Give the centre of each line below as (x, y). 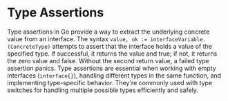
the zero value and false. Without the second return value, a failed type (108, 60)
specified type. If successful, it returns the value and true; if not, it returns (112, 54)
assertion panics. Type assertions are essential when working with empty (112, 68)
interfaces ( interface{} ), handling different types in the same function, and (114, 75)
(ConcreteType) (29, 47)
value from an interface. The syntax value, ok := (77, 38)
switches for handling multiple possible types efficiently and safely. (103, 90)
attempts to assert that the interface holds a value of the (132, 46)
